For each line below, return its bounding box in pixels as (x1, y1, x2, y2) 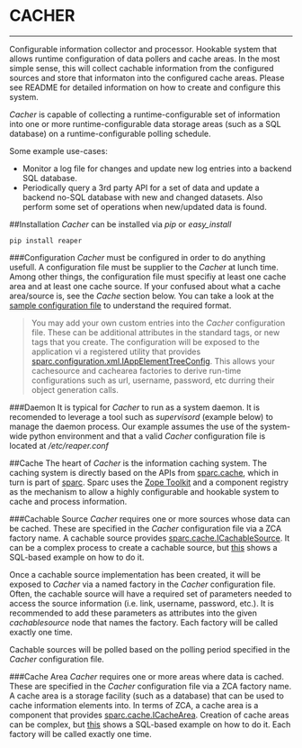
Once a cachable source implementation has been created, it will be (9, 569, 261, 579)
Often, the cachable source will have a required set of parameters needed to (9, 588, 292, 599)
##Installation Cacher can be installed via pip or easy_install (9, 218, 232, 230)
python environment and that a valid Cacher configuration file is (29, 430, 266, 442)
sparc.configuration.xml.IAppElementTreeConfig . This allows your (31, 355, 276, 366)
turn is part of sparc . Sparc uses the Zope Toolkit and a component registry (9, 477, 289, 488)
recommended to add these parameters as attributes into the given (9, 607, 258, 618)
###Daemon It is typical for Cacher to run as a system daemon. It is (9, 402, 261, 413)
